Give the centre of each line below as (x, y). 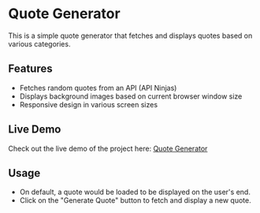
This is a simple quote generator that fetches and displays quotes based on (130, 35)
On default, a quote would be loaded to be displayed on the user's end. (135, 192)
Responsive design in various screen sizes (89, 104)
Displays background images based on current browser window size (131, 96)
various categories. (39, 43)
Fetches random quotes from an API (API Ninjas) (98, 88)
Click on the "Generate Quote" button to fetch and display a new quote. (135, 200)
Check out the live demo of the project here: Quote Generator (108, 148)
